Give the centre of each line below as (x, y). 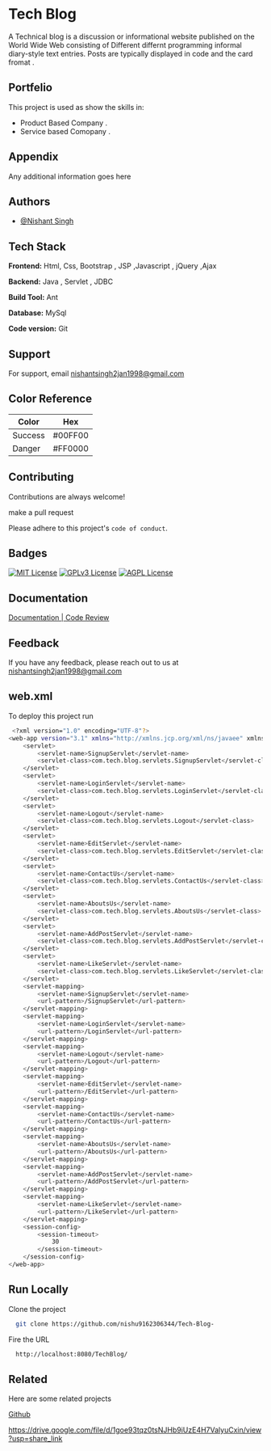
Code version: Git (38, 329)
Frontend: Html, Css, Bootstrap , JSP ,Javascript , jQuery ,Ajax (113, 266)
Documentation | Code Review (59, 618)
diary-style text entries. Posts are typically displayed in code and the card (131, 53)
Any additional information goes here (70, 176)
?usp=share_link (35, 1439)
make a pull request (41, 512)
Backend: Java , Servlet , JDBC (61, 282)
